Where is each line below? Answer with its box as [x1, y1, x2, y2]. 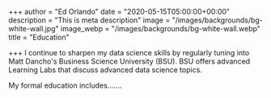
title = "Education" [8, 32, 70, 42]
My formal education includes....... [8, 80, 122, 90]
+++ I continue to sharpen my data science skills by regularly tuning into [8, 48, 250, 57]
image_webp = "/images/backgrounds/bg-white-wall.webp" [60, 24, 261, 33]
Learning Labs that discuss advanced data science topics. [8, 65, 202, 75]
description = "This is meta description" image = [8, 15, 171, 25]
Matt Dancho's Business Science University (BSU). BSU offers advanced [8, 56, 251, 66]
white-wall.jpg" [8, 24, 59, 33]
